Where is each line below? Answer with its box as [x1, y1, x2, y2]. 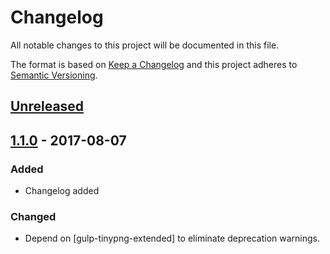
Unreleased [10, 98, 85, 115]
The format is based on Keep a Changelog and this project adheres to [10, 58, 298, 70]
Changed [10, 209, 57, 223]
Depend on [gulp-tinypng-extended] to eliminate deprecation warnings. [24, 232, 321, 245]
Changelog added [24, 185, 100, 197]
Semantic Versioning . [10, 69, 98, 81]
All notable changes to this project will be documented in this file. [10, 39, 280, 51]
